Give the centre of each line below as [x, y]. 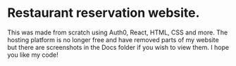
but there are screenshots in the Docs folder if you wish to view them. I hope [118, 47]
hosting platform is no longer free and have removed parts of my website [113, 39]
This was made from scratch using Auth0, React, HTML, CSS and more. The [118, 32]
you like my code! [33, 55]
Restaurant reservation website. [104, 13]
